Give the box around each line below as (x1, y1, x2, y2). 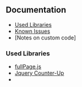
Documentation (6, 5, 67, 15)
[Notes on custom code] (14, 33, 76, 41)
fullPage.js (14, 63, 42, 71)
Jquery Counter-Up (14, 69, 65, 77)
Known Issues (14, 27, 50, 35)
